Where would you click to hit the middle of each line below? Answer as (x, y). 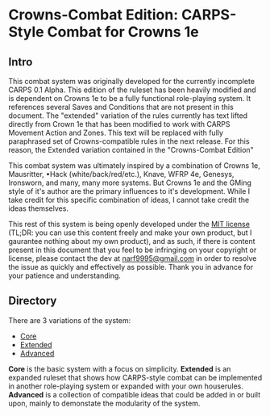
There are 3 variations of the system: (70, 320)
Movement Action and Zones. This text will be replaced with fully (116, 132)
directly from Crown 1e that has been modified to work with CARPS (120, 124)
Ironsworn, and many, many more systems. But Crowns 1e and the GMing (130, 183)
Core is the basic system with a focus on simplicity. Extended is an (120, 368)
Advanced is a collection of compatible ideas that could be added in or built (134, 394)
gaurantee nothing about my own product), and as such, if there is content (132, 241)
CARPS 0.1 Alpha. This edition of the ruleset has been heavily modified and (132, 90)
